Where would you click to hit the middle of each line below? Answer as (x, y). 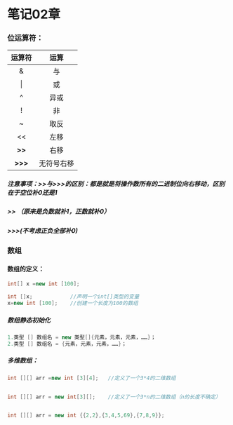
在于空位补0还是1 (32, 193)
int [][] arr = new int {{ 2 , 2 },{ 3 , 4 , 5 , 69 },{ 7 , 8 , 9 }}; (86, 416)
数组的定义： (26, 269)
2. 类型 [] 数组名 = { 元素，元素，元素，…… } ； (67, 344)
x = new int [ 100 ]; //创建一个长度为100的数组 (73, 303)
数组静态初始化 (29, 320)
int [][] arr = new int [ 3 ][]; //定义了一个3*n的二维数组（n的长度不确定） (114, 397)
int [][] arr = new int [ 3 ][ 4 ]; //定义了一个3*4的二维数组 (92, 378)
